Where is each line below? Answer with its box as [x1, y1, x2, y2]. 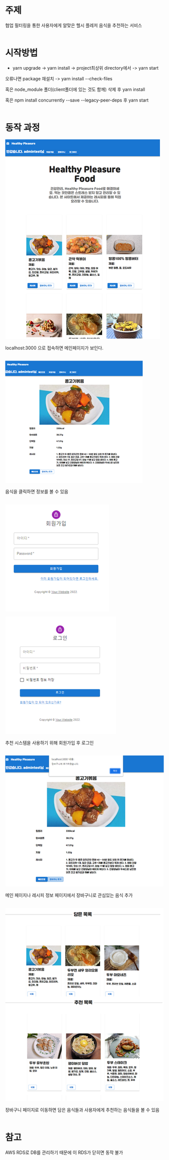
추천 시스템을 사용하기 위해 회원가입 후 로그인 [5, 739, 94, 745]
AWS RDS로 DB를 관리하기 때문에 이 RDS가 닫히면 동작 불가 [5, 1149, 123, 1155]
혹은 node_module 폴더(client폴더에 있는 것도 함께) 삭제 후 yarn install [5, 86, 145, 92]
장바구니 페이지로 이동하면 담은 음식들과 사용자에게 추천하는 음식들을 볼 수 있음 [5, 1107, 160, 1113]
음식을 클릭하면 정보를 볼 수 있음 [5, 488, 69, 494]
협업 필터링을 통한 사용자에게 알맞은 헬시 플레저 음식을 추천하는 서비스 [5, 22, 142, 28]
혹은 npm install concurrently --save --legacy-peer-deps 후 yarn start [5, 97, 149, 103]
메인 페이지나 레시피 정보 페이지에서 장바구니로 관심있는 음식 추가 [5, 892, 133, 898]
